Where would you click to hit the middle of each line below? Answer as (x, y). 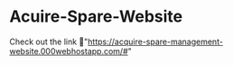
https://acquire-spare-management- (155, 42)
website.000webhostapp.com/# (69, 51)
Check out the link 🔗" (49, 42)
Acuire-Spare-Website (96, 17)
